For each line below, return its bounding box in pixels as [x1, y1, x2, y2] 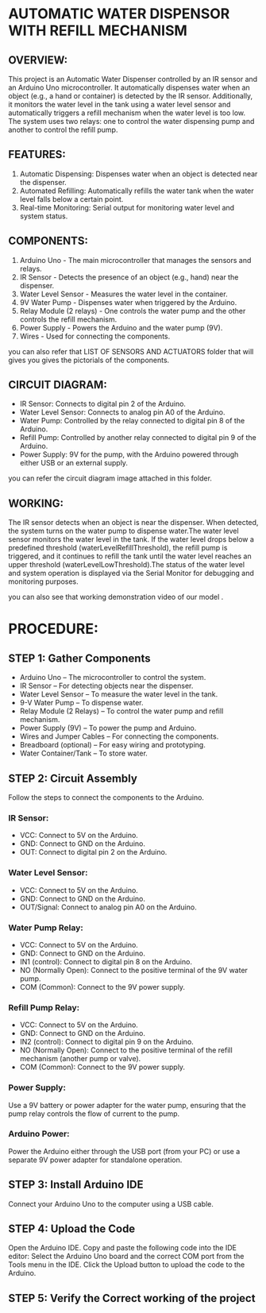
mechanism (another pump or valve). [19, 1054, 141, 1064]
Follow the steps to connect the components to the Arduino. [8, 793, 205, 802]
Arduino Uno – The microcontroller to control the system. [19, 673, 206, 682]
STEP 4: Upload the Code [8, 1222, 136, 1236]
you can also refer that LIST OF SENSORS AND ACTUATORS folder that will [8, 346, 254, 356]
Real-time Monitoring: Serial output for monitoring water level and [19, 203, 235, 212]
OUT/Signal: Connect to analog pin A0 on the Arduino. [19, 902, 197, 912]
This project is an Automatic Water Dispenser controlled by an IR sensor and [8, 75, 258, 83]
